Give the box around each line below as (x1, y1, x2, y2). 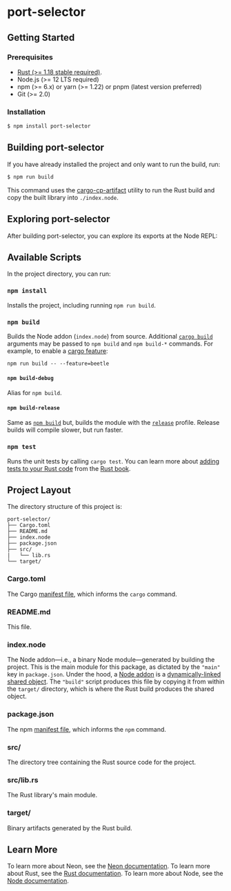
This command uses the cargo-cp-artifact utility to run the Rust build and (7, 186, 215, 194)
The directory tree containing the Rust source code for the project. (7, 758, 197, 766)
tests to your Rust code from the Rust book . (7, 464, 131, 472)
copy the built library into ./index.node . (7, 193, 119, 201)
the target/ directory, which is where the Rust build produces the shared (7, 685, 214, 693)
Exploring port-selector (7, 213, 110, 225)
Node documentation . (7, 877, 69, 885)
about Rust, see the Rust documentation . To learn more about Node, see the (7, 870, 223, 878)
